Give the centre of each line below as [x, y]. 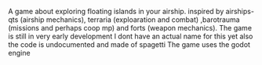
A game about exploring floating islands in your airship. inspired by [116, 11]
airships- [240, 11]
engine [19, 53]
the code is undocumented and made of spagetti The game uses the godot [129, 45]
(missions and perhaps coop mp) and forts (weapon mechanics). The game [130, 28]
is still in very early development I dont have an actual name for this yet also [131, 36]
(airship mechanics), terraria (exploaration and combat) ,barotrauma [130, 20]
